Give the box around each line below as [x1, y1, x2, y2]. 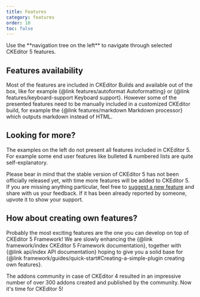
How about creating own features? [6, 213, 138, 223]
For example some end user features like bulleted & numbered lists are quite [6, 152, 193, 160]
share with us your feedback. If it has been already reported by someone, [6, 189, 187, 197]
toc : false [6, 25, 33, 32]
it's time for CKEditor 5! [6, 285, 64, 292]
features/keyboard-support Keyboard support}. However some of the [6, 94, 177, 102]
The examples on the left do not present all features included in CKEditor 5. [6, 146, 191, 153]
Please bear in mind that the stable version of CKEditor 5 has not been [6, 170, 179, 177]
